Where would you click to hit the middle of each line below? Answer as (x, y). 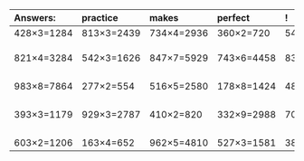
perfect (233, 18)
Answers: (35, 18)
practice (100, 18)
